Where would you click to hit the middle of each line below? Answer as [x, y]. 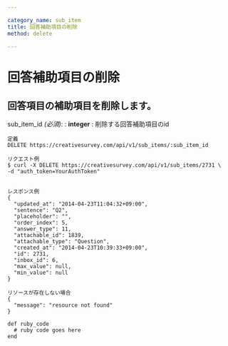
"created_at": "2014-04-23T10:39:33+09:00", [81, 248]
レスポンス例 [24, 192]
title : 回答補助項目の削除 [43, 27]
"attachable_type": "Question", [62, 242]
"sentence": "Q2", [41, 210]
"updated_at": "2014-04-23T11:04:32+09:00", [81, 204]
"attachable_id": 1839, [49, 235]
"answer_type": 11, [43, 229]
